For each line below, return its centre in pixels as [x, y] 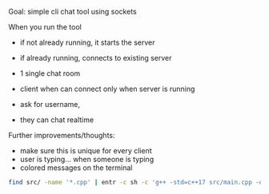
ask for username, [50, 104]
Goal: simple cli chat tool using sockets [73, 12]
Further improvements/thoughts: [62, 135]
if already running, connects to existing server [96, 58]
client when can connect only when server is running [107, 89]
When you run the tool [45, 27]
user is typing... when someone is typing [87, 159]
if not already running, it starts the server [87, 42]
